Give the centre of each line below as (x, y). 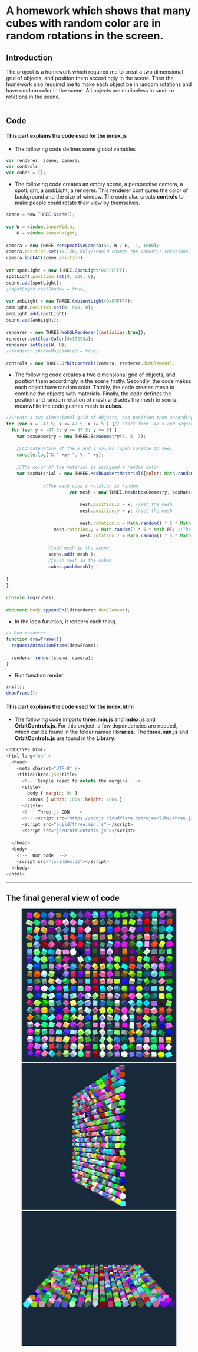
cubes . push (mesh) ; (71, 567)
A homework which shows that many (99, 11)
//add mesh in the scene (79, 548)
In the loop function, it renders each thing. (65, 622)
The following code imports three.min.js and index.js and (85, 719)
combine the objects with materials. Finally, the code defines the (93, 394)
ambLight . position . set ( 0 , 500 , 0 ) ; (50, 308)
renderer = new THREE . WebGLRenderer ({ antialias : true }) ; (76, 332)
